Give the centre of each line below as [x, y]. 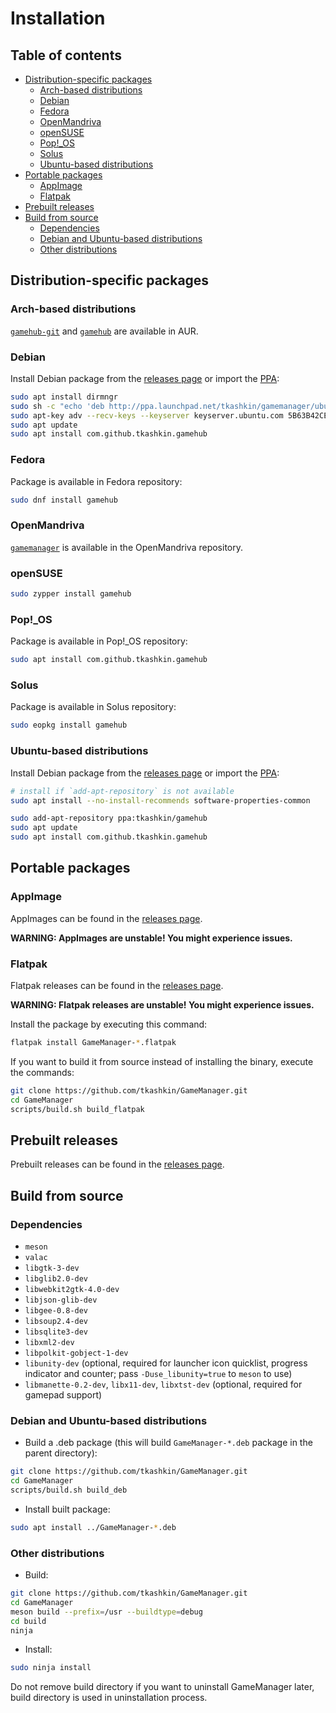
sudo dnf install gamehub [64, 500]
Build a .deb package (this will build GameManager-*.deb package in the [168, 1443]
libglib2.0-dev [56, 1279]
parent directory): [61, 1453]
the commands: [42, 1072]
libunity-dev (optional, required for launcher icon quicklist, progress [166, 1363]
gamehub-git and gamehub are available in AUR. [104, 331]
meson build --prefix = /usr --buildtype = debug [106, 1612]
